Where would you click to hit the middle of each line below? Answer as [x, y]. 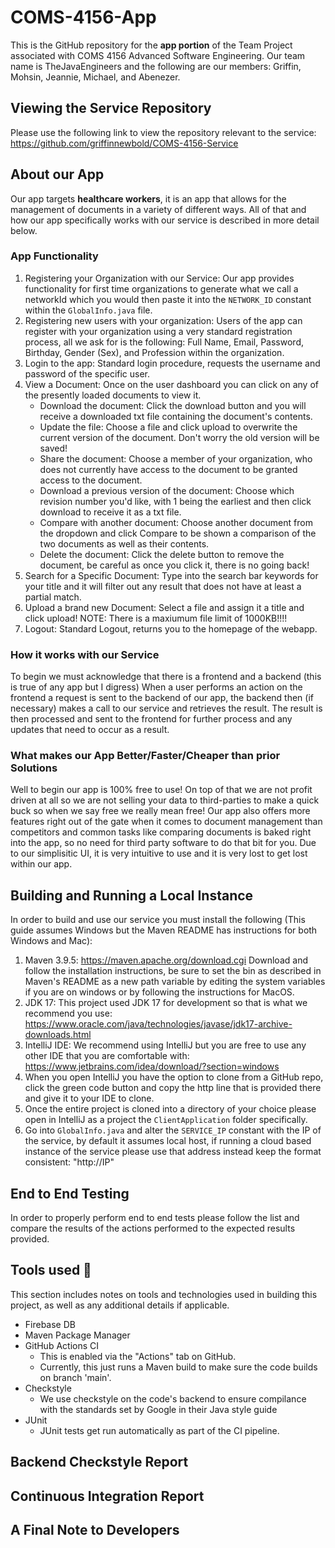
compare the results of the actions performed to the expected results [153, 1228]
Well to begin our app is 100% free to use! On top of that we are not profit [161, 790]
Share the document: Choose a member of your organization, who [176, 458]
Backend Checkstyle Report [99, 1462]
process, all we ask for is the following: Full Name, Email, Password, [164, 342]
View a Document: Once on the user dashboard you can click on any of [171, 384]
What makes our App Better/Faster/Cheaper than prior [145, 756]
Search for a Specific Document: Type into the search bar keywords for [171, 575]
